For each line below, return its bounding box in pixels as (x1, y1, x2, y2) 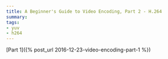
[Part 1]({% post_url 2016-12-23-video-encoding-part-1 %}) (6, 46, 151, 53)
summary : (6, 14, 28, 20)
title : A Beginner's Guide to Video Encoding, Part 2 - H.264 (6, 8, 162, 15)
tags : (6, 19, 19, 25)
